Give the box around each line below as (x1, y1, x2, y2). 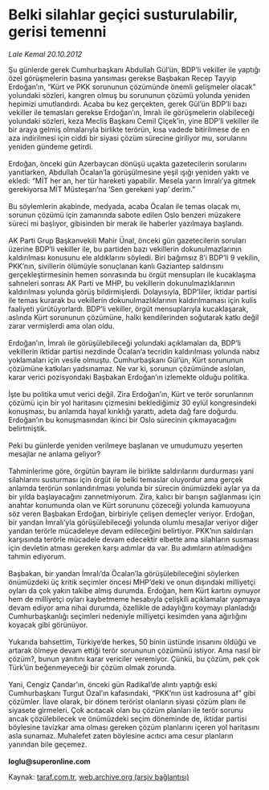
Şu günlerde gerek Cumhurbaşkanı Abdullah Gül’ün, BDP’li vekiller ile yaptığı (8, 64, 261, 74)
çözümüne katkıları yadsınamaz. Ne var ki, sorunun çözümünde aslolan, (8, 363, 247, 373)
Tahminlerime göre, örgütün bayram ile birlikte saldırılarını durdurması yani (8, 466, 255, 476)
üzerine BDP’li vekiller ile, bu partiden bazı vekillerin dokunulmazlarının (8, 244, 243, 254)
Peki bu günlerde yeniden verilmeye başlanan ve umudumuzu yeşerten (8, 440, 243, 450)
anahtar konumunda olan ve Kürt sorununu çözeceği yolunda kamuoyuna (8, 500, 251, 510)
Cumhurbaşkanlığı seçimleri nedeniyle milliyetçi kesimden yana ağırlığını (8, 611, 247, 620)
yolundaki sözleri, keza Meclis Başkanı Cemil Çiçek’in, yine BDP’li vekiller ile (8, 116, 259, 125)
